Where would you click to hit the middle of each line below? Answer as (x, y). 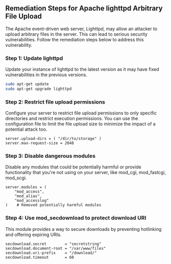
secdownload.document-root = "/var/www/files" (56, 248)
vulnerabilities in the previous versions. (46, 75)
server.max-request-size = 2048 (40, 143)
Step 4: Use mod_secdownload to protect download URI (76, 218)
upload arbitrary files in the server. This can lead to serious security (77, 34)
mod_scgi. (16, 178)
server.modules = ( (26, 187)
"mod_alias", (28, 196)
